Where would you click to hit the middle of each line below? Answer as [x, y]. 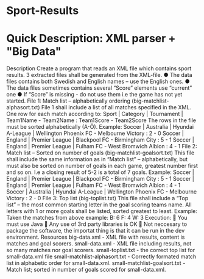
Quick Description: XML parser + [91, 39]
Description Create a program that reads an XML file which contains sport [99, 68]
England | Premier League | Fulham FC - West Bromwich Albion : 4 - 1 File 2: [102, 147]
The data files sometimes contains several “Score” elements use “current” [99, 88]
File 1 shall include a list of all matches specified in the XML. [116, 107]
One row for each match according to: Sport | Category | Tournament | [95, 114]
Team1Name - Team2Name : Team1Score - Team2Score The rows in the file [101, 120]
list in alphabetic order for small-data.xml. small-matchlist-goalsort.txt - [96, 263]
